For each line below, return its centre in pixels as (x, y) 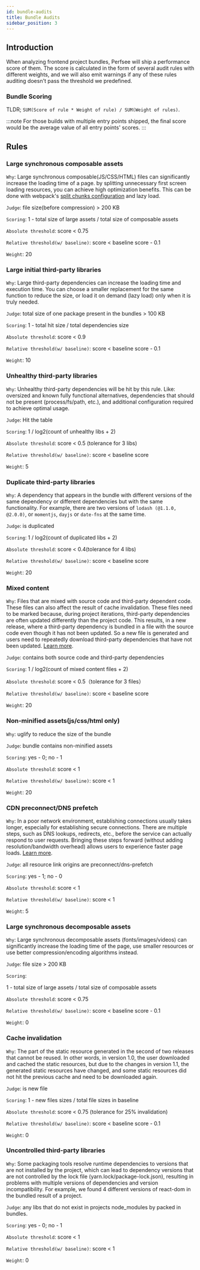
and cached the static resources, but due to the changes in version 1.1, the (98, 1064)
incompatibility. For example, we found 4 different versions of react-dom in (99, 1189)
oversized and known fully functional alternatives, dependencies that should (100, 395)
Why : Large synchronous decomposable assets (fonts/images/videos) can (96, 940)
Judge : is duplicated (30, 526)
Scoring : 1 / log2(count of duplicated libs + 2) (62, 538)
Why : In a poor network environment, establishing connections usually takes (99, 821)
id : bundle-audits (29, 12)
